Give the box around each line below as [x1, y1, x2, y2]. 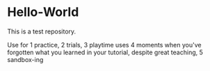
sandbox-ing [7, 55, 44, 63]
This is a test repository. [7, 27, 76, 35]
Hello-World [7, 4, 79, 20]
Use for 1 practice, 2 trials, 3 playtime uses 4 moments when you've [7, 40, 202, 49]
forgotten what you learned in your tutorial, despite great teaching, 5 [7, 48, 204, 56]
